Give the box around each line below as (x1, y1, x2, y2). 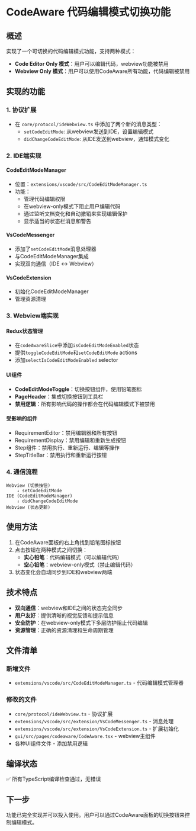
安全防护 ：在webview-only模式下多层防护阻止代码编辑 (14, 619, 148, 626)
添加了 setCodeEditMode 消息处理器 (14, 245, 97, 252)
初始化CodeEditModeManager (14, 288, 89, 295)
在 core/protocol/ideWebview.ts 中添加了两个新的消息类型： (14, 120, 162, 127)
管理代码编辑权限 (23, 195, 66, 202)
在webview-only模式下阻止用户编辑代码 (23, 203, 121, 210)
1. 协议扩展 (6, 106, 37, 114)
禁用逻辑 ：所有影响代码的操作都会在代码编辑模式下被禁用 (14, 400, 155, 408)
